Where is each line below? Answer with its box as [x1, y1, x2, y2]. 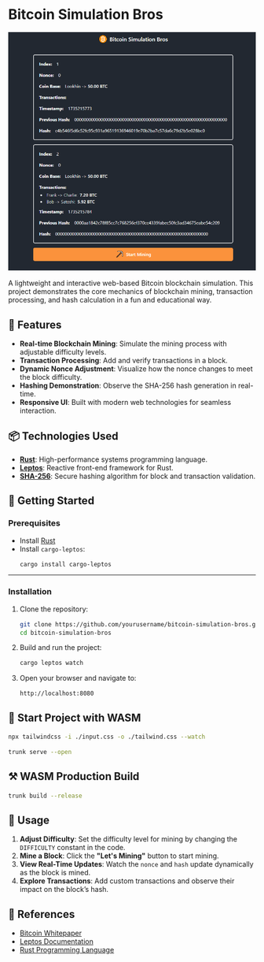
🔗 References [8, 908, 75, 921]
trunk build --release [8, 792, 82, 800]
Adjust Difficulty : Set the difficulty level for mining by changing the [19, 834, 238, 844]
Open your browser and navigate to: [19, 674, 137, 683]
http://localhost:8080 [19, 689, 94, 698]
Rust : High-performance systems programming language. [19, 455, 208, 464]
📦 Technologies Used [8, 429, 119, 443]
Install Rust [19, 536, 56, 545]
